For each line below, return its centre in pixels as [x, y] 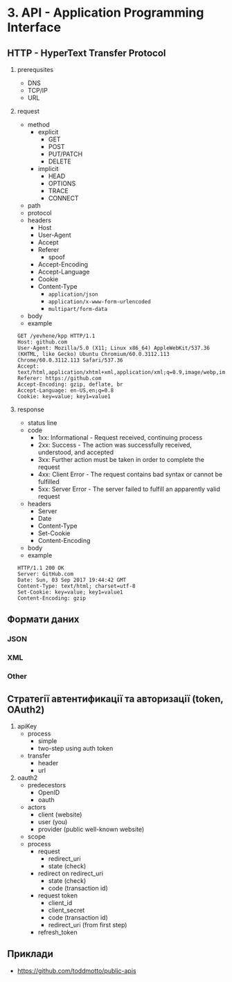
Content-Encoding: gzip [52, 598]
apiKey [27, 726]
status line [42, 423]
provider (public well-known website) [91, 829]
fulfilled [49, 482]
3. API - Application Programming [106, 13]
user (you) [53, 821]
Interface [34, 27]
